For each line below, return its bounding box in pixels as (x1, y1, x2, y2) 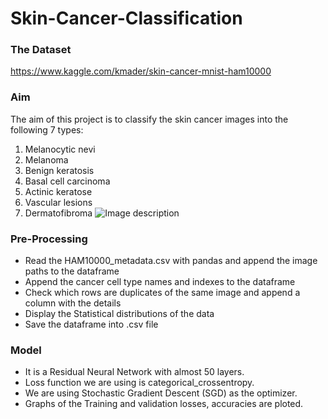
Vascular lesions (24, 196, 93, 208)
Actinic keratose (24, 185, 93, 197)
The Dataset (10, 43, 72, 57)
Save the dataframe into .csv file (24, 318, 159, 331)
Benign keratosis (24, 164, 95, 176)
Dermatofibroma (24, 207, 93, 219)
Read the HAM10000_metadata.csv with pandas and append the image (24, 255, 318, 267)
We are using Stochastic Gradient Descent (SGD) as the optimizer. (24, 387, 298, 399)
